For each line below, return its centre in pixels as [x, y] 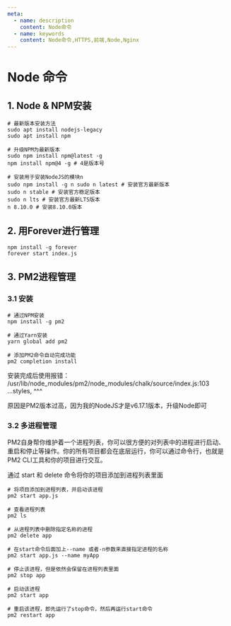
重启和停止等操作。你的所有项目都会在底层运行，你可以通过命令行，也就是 [115, 451]
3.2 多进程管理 [32, 425]
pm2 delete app [30, 535]
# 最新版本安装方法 [32, 124]
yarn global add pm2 [38, 341]
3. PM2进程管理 [42, 277]
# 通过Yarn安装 [28, 335]
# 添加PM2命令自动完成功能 [42, 355]
